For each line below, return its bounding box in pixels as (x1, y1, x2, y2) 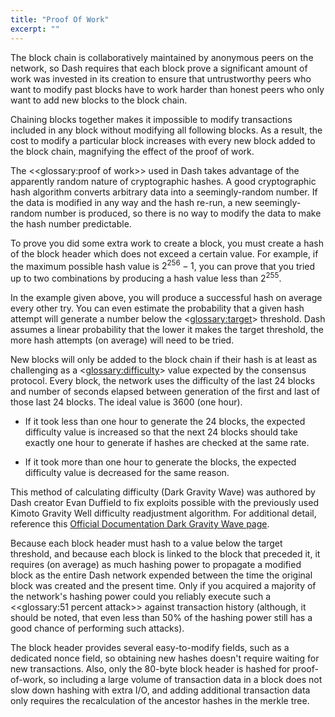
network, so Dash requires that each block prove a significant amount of (10, 62, 308, 74)
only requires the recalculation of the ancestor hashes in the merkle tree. (10, 694, 310, 706)
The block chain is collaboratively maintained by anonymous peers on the (10, 51, 314, 63)
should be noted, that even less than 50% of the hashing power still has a (10, 611, 313, 623)
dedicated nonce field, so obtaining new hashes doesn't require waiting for (10, 652, 320, 664)
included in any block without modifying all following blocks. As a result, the (10, 124, 323, 136)
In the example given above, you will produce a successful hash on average (10, 291, 323, 303)
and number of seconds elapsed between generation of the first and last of (10, 385, 320, 397)
